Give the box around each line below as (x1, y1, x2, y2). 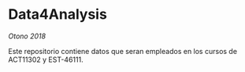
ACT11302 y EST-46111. (8, 55, 84, 64)
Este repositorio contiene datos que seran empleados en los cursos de (8, 46, 238, 56)
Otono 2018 (8, 31, 46, 41)
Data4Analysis (8, 5, 108, 23)
